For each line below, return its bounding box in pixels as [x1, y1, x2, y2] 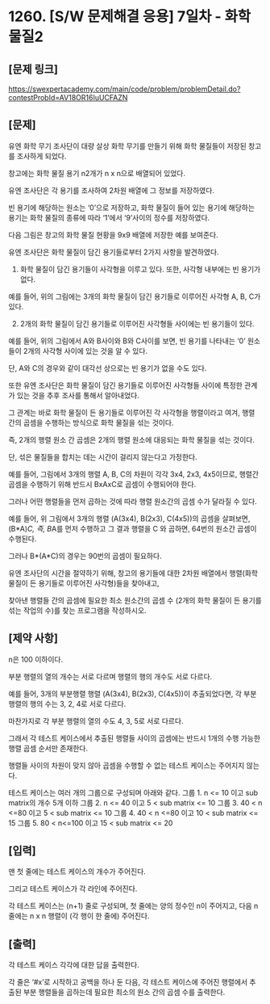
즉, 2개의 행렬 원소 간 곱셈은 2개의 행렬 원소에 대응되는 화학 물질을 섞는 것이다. [8, 435, 255, 444]
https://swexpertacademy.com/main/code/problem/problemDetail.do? [8, 84, 241, 94]
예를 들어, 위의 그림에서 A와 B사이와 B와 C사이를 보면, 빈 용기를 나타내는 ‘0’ [8, 336, 246, 346]
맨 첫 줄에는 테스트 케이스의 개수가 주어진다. [8, 867, 147, 876]
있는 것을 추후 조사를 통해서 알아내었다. [16, 390, 139, 400]
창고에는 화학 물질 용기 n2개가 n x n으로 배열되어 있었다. [8, 168, 185, 178]
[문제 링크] [8, 62, 59, 76]
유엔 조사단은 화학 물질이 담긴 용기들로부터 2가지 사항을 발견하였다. [8, 247, 219, 257]
